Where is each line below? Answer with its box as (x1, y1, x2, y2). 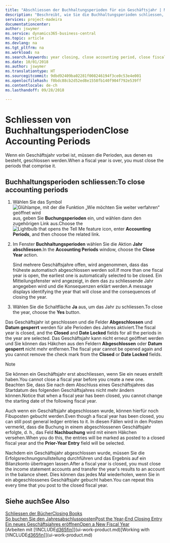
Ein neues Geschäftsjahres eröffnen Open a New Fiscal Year (5, 521, 130, 527)
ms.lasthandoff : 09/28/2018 (5, 87, 65, 93)
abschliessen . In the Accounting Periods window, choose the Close (12, 246, 155, 252)
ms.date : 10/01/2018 (5, 59, 49, 64)
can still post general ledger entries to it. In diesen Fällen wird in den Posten (5, 419, 163, 425)
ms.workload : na (5, 50, 39, 55)
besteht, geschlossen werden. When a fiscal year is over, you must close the (5, 158, 164, 164)
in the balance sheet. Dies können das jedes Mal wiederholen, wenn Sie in (5, 472, 160, 478)
